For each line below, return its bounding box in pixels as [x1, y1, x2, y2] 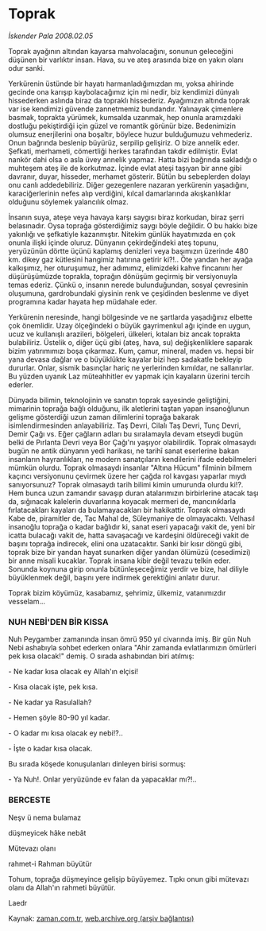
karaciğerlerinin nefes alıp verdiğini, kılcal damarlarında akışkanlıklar [8, 188, 232, 198]
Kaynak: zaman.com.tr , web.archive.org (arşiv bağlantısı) [8, 914, 195, 923]
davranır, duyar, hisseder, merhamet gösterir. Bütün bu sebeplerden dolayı [8, 172, 251, 181]
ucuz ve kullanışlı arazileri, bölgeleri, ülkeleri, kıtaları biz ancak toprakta [8, 329, 241, 339]
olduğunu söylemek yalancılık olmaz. [8, 196, 129, 207]
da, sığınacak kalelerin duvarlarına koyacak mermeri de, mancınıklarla [8, 496, 237, 506]
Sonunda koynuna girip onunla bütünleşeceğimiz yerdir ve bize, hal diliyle [8, 564, 249, 573]
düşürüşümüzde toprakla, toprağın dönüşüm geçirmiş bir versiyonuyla [8, 271, 238, 281]
